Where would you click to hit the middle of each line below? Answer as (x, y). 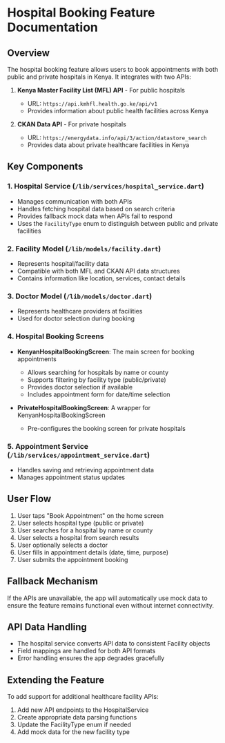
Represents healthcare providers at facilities (80, 311)
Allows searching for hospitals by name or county (98, 372)
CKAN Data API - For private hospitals (71, 124)
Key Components (45, 167)
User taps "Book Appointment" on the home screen (90, 515)
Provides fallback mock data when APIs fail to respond (95, 216)
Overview (29, 53)
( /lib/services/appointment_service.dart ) (79, 455)
